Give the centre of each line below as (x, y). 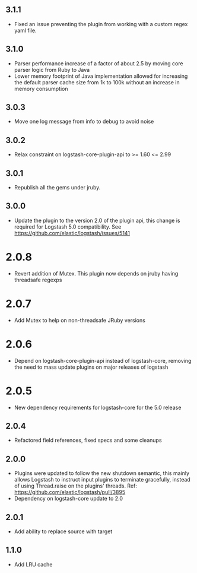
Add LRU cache (33, 564)
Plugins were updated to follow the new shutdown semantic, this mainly (102, 473)
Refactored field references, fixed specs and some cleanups (88, 440)
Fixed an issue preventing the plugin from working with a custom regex (101, 24)
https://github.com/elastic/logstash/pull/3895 (70, 492)
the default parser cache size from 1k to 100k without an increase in (97, 82)
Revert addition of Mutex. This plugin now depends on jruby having (96, 273)
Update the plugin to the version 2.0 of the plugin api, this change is (97, 220)
